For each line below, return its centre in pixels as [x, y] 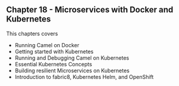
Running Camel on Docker [47, 45]
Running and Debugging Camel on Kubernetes [72, 58]
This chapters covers [32, 33]
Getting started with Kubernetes [54, 51]
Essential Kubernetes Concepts [53, 64]
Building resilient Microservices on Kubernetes [72, 70]
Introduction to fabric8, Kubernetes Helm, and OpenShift [84, 76]
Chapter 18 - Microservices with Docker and [90, 10]
